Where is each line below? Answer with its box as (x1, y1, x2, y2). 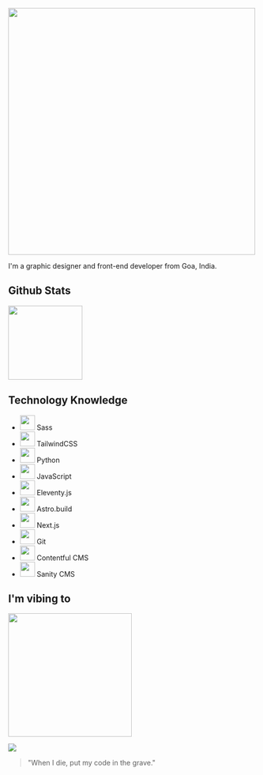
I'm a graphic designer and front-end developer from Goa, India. (8, 261, 217, 270)
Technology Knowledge (8, 393, 128, 407)
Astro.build (36, 504, 73, 514)
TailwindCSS (36, 438, 78, 448)
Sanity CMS (36, 569, 75, 578)
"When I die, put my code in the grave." (27, 758, 156, 768)
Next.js (36, 520, 60, 529)
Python (36, 455, 61, 465)
